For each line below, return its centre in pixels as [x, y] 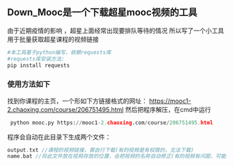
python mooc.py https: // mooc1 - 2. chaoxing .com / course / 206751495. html [112, 123]
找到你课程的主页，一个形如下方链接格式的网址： [77, 101]
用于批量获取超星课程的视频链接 [53, 39]
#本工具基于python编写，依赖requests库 [59, 52]
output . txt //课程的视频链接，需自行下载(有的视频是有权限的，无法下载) [101, 150]
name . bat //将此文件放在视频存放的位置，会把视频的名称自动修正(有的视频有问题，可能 [117, 156]
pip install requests [39, 65]
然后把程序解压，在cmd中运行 [168, 109]
